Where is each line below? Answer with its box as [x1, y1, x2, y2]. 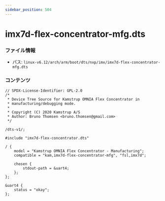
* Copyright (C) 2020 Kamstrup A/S [7, 110, 80, 115]
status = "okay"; [14, 188, 50, 193]
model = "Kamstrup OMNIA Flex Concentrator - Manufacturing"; [14, 149, 144, 154]
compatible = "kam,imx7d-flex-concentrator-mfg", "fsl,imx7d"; [14, 153, 147, 158]
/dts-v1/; [5, 127, 26, 132]
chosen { [14, 162, 32, 167]
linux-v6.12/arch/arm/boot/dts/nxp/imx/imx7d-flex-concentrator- [23, 60, 161, 65]
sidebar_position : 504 [5, 7, 52, 12]
